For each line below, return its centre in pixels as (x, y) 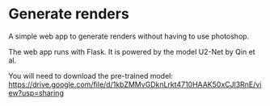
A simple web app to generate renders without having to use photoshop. (129, 36)
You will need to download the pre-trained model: (91, 75)
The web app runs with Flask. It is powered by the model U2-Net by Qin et (132, 51)
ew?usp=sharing (36, 92)
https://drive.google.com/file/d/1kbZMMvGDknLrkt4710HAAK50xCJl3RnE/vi (135, 84)
